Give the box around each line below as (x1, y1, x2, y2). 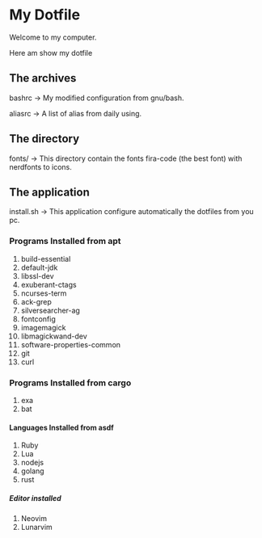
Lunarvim (20, 523, 53, 532)
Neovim (20, 514, 48, 523)
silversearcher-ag (20, 305, 80, 315)
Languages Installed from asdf (9, 422, 114, 432)
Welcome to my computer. (9, 32, 97, 42)
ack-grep (20, 296, 52, 306)
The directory (9, 132, 80, 146)
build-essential (20, 254, 71, 263)
